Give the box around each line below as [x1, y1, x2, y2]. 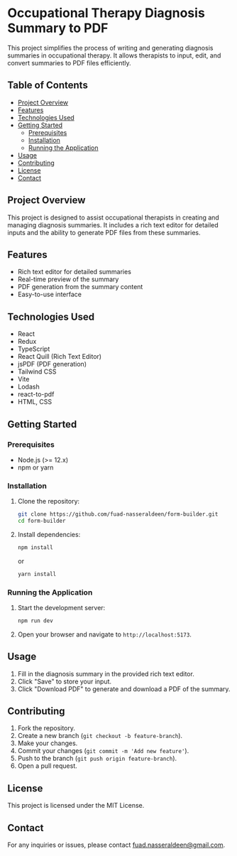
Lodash [17, 382, 40, 391]
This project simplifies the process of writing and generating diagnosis [7, 43, 214, 52]
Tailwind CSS [17, 367, 57, 376]
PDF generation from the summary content [17, 283, 143, 291]
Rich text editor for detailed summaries [17, 268, 131, 276]
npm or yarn [17, 463, 54, 472]
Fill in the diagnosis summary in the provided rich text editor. [17, 669, 195, 678]
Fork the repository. [17, 724, 76, 732]
